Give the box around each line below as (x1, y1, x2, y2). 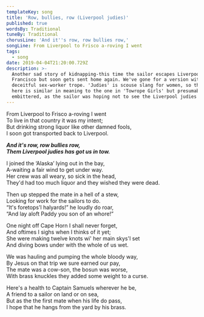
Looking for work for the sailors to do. (6, 197, 101, 204)
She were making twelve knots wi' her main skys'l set (6, 234, 140, 242)
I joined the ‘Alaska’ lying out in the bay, (6, 159, 105, 167)
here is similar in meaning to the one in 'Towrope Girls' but (12, 88, 175, 94)
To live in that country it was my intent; (6, 117, 103, 124)
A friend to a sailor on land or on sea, (6, 290, 99, 298)
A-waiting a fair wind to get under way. (6, 166, 103, 173)
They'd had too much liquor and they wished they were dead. (6, 179, 160, 186)
